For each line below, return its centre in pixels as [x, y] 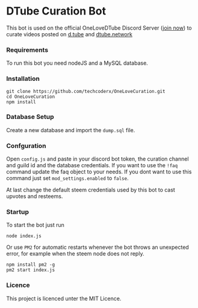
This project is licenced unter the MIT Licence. [64, 298]
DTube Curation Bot [56, 11]
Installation [23, 79]
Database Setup [30, 117]
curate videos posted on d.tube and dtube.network [69, 34]
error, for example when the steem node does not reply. [75, 254]
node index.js [24, 236]
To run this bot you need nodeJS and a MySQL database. [77, 63]
